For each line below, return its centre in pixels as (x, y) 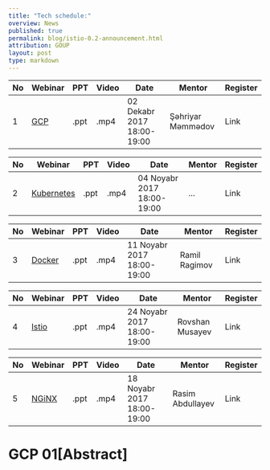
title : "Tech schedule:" (50, 16)
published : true (35, 31)
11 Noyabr (147, 244)
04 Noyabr (158, 178)
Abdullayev (193, 403)
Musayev (194, 332)
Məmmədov (192, 126)
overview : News (34, 23)
